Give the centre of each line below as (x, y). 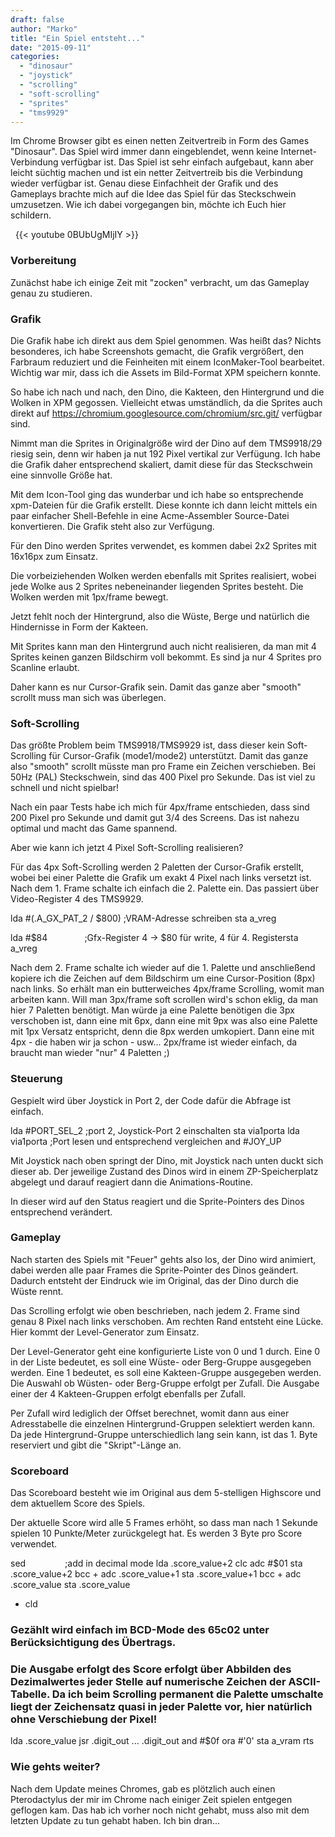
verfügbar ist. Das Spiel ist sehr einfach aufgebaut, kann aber (187, 162)
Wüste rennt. (37, 1291)
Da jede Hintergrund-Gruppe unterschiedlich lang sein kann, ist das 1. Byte (164, 1434)
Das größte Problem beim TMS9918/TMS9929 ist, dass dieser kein (147, 745)
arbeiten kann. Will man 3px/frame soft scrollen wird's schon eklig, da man (164, 1000)
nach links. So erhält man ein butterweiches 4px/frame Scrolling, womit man (167, 989)
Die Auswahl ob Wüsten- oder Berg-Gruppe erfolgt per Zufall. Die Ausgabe (165, 1383)
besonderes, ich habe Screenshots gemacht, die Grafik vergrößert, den (157, 351)
